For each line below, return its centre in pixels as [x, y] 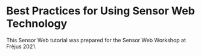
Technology [37, 24]
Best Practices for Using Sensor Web [101, 11]
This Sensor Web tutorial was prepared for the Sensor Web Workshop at [96, 40]
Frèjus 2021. [21, 46]
